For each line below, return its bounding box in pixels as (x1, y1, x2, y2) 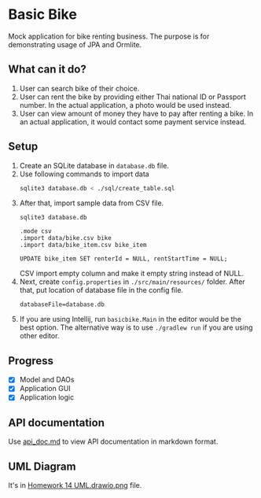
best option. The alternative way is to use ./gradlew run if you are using (19, 323, 253, 332)
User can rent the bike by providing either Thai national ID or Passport (19, 92, 246, 101)
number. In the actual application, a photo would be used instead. (19, 100, 232, 109)
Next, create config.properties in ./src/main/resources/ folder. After (19, 277, 245, 286)
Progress (8, 354, 53, 367)
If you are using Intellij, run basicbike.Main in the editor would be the (19, 315, 242, 324)
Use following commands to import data (19, 169, 149, 179)
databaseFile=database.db (19, 301, 105, 308)
